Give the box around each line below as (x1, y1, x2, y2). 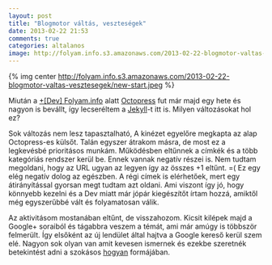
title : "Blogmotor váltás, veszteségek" (8, 19, 147, 27)
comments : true (8, 34, 60, 43)
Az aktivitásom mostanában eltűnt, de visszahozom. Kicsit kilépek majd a (8, 213, 253, 222)
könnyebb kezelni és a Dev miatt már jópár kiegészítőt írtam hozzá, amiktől (8, 189, 258, 198)
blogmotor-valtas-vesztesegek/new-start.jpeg (8, 80, 164, 90)
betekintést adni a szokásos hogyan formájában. (8, 247, 171, 257)
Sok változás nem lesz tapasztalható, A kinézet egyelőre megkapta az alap (8, 128, 257, 138)
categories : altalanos (8, 42, 85, 50)
